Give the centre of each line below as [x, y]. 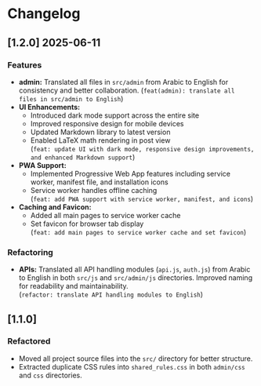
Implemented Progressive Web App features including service [130, 173]
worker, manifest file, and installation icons [100, 182]
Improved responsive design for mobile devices [107, 123]
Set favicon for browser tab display [87, 224]
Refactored [29, 341]
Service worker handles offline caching [94, 190]
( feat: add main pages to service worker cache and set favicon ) [138, 231]
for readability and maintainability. [73, 286]
